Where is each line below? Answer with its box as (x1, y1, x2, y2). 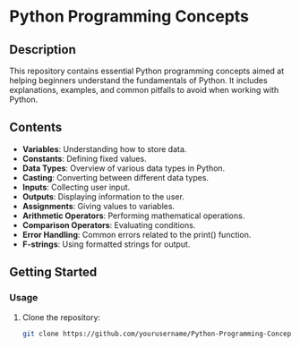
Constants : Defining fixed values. (21, 153, 147, 164)
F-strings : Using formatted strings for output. (21, 239, 191, 250)
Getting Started (9, 265, 98, 280)
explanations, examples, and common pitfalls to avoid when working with (9, 85, 279, 95)
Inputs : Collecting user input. (21, 182, 131, 192)
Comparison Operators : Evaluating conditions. (21, 219, 196, 230)
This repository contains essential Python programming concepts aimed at (9, 65, 285, 76)
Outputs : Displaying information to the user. (21, 190, 185, 202)
